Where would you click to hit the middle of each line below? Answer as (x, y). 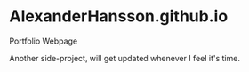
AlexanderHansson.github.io (119, 16)
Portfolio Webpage (44, 41)
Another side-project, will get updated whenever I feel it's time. (124, 58)
